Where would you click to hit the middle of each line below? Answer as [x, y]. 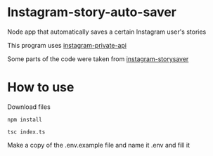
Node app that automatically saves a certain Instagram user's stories [107, 32]
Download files [29, 107]
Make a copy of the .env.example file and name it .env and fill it [99, 145]
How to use [41, 87]
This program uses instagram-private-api [67, 45]
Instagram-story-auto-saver [92, 12]
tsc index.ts [26, 132]
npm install [25, 119]
